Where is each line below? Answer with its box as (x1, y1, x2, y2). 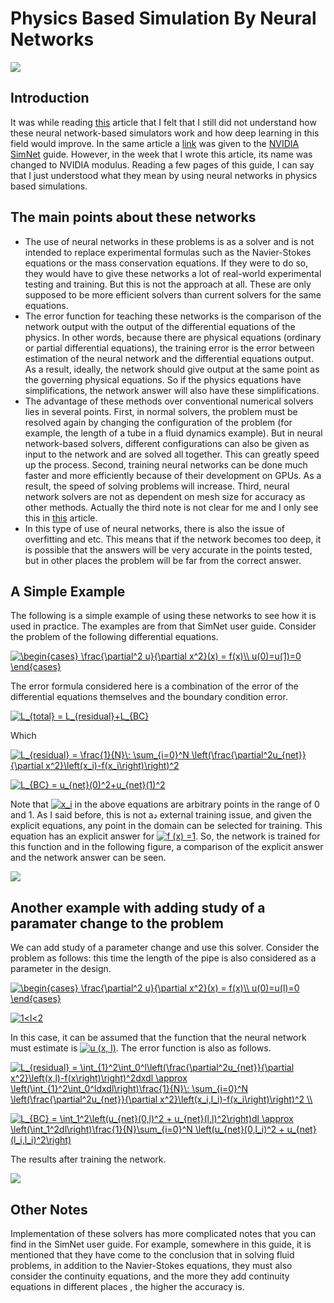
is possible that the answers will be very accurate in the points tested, (24, 543, 313, 556)
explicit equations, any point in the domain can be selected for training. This (10, 820, 323, 832)
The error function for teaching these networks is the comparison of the (24, 310, 322, 322)
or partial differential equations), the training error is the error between (24, 342, 315, 354)
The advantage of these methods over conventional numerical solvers (24, 395, 314, 407)
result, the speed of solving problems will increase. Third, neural (24, 480, 290, 492)
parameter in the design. (10, 963, 112, 975)
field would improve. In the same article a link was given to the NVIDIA (10, 137, 300, 149)
